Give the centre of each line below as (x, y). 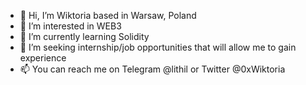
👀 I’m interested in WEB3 (70, 26)
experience (43, 58)
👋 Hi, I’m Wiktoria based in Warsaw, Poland (108, 15)
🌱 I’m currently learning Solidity (84, 36)
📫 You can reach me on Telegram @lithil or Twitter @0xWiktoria (152, 69)
